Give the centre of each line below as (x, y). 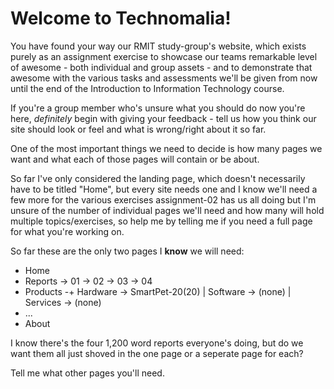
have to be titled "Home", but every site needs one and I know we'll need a (164, 189)
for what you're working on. (67, 231)
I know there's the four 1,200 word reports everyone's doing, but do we (157, 343)
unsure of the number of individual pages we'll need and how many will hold (167, 210)
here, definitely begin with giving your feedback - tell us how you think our (163, 118)
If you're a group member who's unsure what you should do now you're (158, 108)
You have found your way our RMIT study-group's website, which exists (158, 46)
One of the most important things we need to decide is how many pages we (166, 148)
